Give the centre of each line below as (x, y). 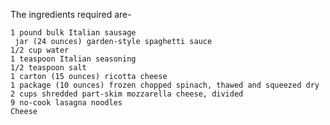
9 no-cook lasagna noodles (66, 103)
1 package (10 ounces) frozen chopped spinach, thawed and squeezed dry (165, 85)
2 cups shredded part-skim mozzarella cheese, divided (127, 94)
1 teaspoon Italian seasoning (73, 59)
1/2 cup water (40, 50)
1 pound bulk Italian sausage (73, 33)
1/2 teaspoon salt (48, 68)
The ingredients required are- (71, 14)
